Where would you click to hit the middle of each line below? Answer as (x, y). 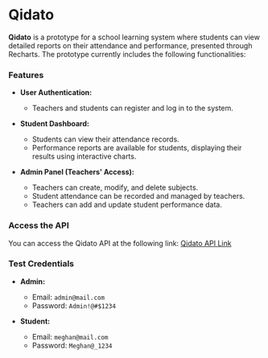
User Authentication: (56, 93)
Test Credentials (41, 264)
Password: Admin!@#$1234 (74, 305)
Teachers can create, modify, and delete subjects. (115, 187)
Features (26, 75)
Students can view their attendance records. (105, 139)
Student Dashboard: (55, 124)
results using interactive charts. (84, 156)
